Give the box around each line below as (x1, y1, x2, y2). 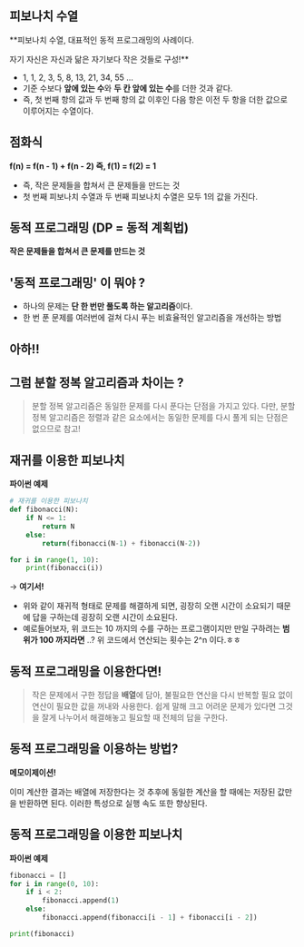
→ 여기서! (9, 581, 44, 592)
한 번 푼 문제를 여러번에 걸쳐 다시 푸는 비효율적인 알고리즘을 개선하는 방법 (22, 312, 282, 323)
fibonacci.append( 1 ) (42, 896, 120, 905)
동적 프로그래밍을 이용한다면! (9, 664, 162, 679)
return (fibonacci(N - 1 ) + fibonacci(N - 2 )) (42, 538, 201, 547)
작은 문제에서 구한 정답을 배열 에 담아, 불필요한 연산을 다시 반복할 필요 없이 (31, 689, 293, 701)
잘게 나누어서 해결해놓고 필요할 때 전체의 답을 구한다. (41, 712, 229, 724)
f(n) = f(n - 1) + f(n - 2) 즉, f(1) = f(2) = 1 (9, 160, 157, 171)
